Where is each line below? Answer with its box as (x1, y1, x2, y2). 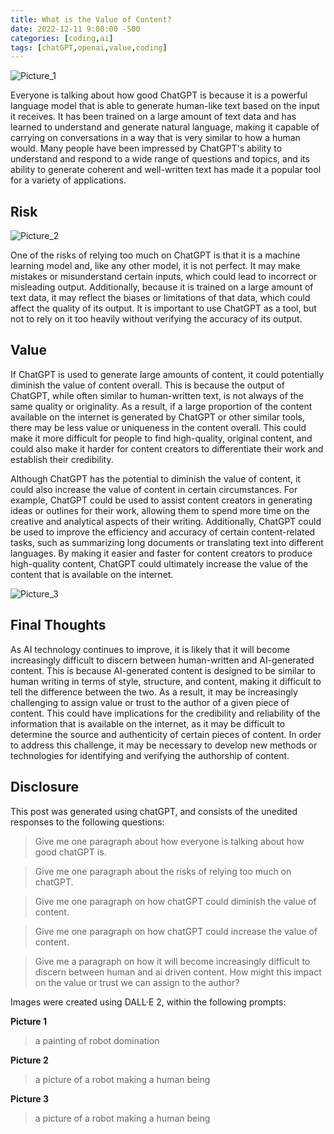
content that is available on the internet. (10, 568, 174, 580)
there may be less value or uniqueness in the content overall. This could (10, 421, 307, 433)
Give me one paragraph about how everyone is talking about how (34, 835, 305, 847)
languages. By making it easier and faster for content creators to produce (10, 547, 313, 559)
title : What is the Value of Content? (10, 14, 172, 25)
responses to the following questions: (10, 816, 165, 828)
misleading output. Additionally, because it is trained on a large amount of (10, 281, 314, 293)
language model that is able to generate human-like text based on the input (10, 100, 320, 112)
